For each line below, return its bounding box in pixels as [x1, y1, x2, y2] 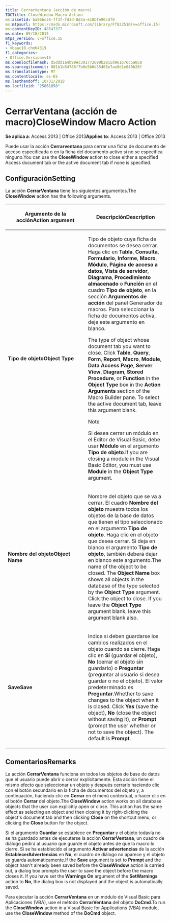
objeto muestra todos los [88, 506, 149, 513]
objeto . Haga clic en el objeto [88, 531, 159, 538]
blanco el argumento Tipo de [88, 544, 158, 551]
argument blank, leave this [88, 608, 151, 615]
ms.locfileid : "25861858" [5, 83, 60, 88]
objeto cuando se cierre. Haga [88, 646, 160, 653]
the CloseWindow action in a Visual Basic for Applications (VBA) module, [5, 905, 159, 911]
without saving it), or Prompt [88, 716, 157, 723]
